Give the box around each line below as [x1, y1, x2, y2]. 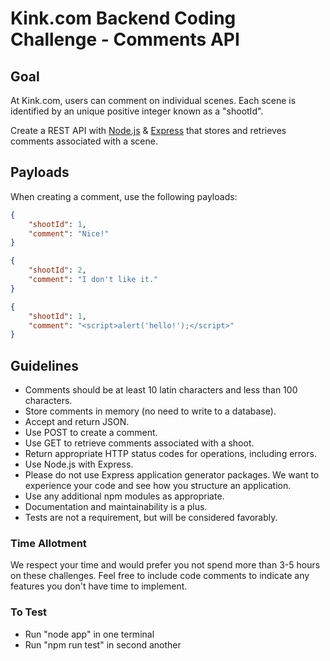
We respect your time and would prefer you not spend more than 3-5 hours [10, 559, 321, 571]
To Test [10, 605, 48, 619]
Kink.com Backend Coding [10, 7, 237, 30]
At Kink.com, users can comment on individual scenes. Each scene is [10, 95, 297, 106]
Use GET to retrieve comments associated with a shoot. [24, 437, 255, 449]
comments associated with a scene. [10, 135, 158, 147]
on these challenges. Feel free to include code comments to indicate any [10, 570, 310, 582]
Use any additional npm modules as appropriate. [24, 490, 225, 502]
